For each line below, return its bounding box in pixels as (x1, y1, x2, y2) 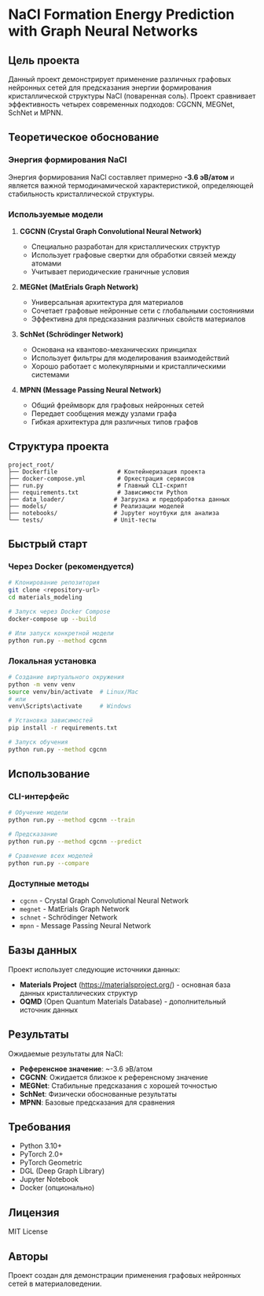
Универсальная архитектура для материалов (31, 297, 184, 306)
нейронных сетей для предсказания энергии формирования (8, 83, 212, 92)
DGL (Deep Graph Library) (19, 1166, 105, 1175)
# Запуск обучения (8, 738, 68, 746)
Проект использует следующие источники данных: (8, 964, 181, 974)
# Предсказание (8, 830, 58, 838)
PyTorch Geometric (19, 1158, 82, 1168)
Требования (8, 1120, 71, 1134)
